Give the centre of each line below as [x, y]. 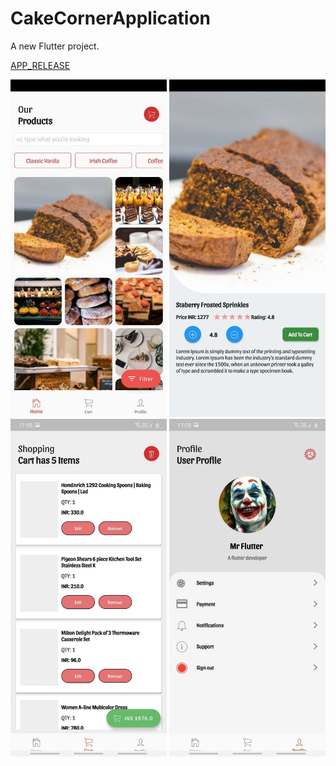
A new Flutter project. [55, 46]
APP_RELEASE [40, 65]
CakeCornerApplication [110, 18]
